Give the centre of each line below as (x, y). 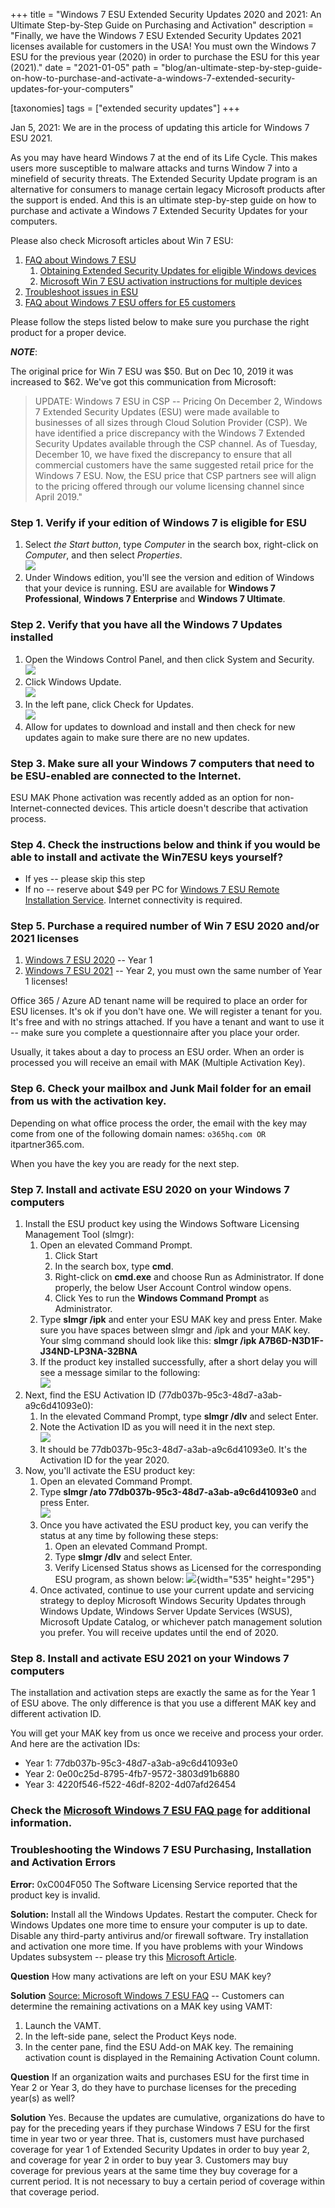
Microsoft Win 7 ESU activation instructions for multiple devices (171, 281)
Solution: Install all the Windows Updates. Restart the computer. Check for (164, 1914)
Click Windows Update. (73, 681)
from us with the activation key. (88, 1101)
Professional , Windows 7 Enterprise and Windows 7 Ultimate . (155, 599)
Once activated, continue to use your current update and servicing (177, 1590)
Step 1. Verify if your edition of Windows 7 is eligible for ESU (158, 522)
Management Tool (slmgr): (79, 1235)
